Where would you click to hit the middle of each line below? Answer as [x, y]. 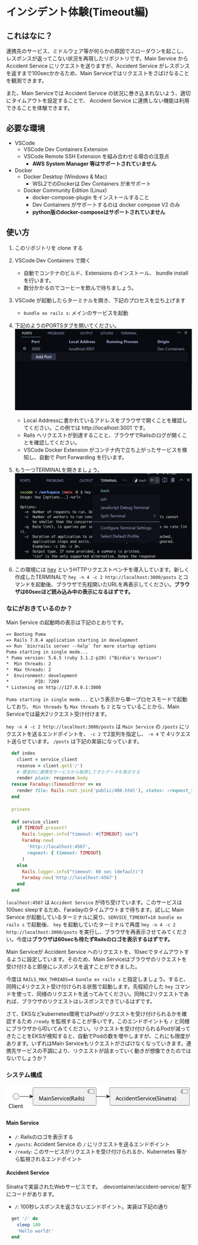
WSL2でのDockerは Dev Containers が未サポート [92, 183]
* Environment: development [42, 675]
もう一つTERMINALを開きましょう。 [59, 470]
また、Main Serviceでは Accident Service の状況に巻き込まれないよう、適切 [98, 93]
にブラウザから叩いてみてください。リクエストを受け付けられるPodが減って [98, 1029]
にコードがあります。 [32, 1194]
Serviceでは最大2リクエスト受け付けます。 [58, 714]
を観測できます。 [27, 81]
